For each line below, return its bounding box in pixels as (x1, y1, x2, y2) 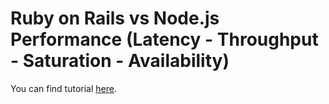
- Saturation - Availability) (10, 50, 230, 72)
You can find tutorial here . (10, 82, 117, 94)
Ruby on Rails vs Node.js (10, 7, 220, 30)
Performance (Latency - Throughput (10, 28, 319, 51)
